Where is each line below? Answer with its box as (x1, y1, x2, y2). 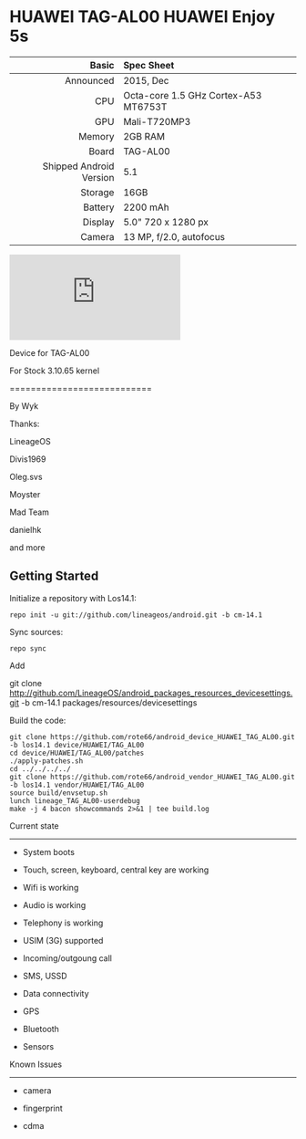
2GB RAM (122, 130, 166, 142)
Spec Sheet (122, 58, 175, 71)
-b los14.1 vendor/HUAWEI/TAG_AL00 (9, 780, 145, 789)
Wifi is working (22, 882, 79, 893)
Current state (9, 820, 59, 831)
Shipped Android (42, 160, 115, 172)
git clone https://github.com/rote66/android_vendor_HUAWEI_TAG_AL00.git (9, 772, 296, 781)
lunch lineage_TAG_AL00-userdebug (9, 796, 141, 805)
